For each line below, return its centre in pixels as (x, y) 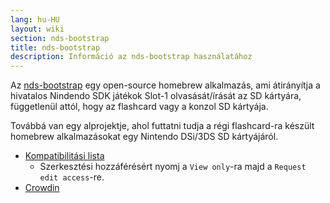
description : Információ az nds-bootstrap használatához (131, 57)
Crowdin (42, 188)
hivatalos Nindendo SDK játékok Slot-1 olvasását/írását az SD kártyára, (156, 96)
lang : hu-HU (35, 19)
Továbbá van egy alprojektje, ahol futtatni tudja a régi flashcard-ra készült (162, 126)
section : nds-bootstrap (60, 38)
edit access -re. (72, 177)
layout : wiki (37, 29)
